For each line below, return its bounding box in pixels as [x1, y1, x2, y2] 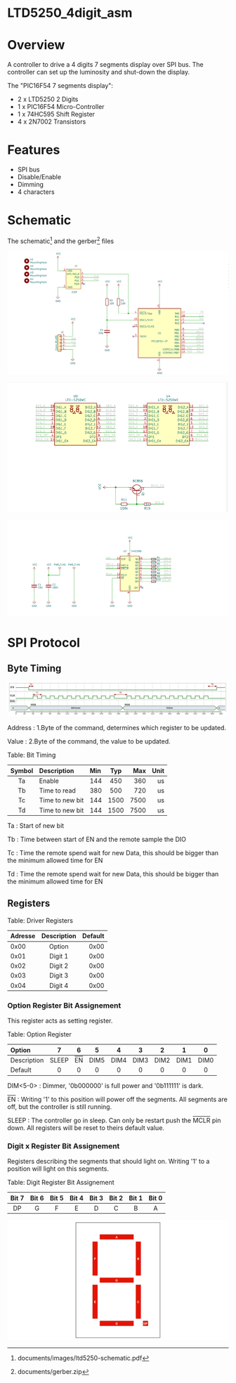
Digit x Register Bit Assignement [7, 1141, 120, 1150]
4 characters [17, 188, 55, 196]
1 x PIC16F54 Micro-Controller [17, 103, 105, 111]
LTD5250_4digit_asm [7, 5, 133, 21]
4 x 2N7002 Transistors [17, 117, 86, 126]
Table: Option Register [7, 1030, 72, 1039]
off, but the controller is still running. [7, 1102, 112, 1111]
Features [7, 142, 60, 158]
